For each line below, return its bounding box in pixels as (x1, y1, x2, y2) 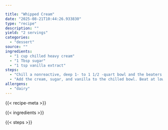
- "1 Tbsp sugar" (9, 58, 46, 63)
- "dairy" (9, 86, 30, 91)
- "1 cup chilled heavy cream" (9, 53, 75, 58)
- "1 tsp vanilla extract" (9, 63, 66, 68)
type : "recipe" (5, 21, 37, 26)
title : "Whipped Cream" (5, 11, 55, 16)
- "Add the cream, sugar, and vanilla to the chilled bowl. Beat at (9, 77, 155, 82)
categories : (5, 35, 30, 40)
